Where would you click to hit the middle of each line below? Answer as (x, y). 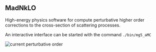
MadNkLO (21, 8)
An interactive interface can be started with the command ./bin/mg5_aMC (78, 34)
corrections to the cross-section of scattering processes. (63, 25)
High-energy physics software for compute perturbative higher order (75, 20)
